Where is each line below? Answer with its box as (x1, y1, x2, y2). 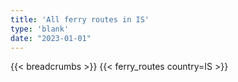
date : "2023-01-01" (10, 33, 92, 43)
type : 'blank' (10, 24, 70, 34)
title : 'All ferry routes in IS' (10, 14, 150, 25)
